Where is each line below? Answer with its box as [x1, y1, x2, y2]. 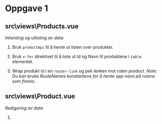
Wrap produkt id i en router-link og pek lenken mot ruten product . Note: [12, 68, 158, 74]
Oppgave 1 [5, 3, 48, 14]
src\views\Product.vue [5, 92, 75, 100]
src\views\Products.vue [5, 22, 79, 30]
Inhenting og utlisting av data [5, 35, 64, 41]
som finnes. [12, 78, 36, 84]
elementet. [12, 59, 34, 64]
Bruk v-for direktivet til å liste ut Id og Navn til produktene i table [12, 54, 142, 59]
